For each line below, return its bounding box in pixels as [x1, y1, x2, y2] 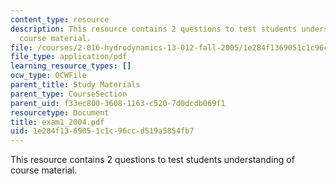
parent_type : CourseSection [10, 89, 128, 99]
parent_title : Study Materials [10, 80, 141, 90]
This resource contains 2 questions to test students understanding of [10, 154, 295, 166]
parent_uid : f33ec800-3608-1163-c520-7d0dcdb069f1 [10, 98, 226, 108]
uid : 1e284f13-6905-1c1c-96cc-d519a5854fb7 [10, 126, 195, 136]
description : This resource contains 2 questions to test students [10, 24, 298, 34]
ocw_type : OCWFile [10, 71, 87, 81]
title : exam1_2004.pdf [10, 117, 105, 127]
